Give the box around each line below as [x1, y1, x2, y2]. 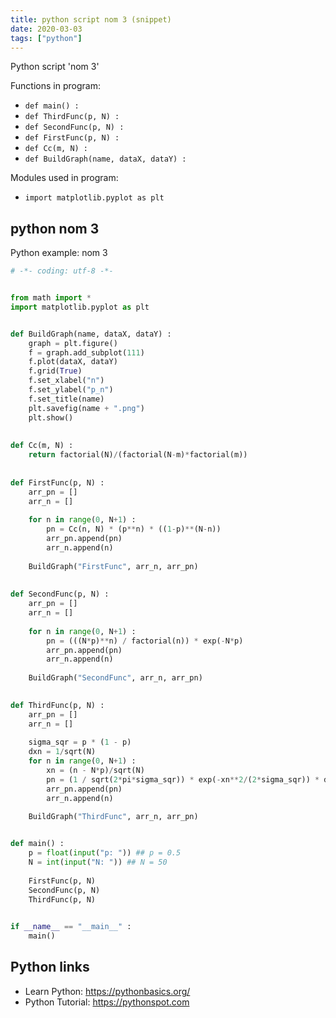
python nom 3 [10, 220, 100, 237]
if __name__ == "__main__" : [10, 922, 132, 932]
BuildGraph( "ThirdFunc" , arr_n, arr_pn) [28, 812, 199, 822]
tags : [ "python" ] [10, 33, 83, 43]
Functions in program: [10, 80, 101, 92]
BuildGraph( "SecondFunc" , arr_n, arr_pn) [28, 673, 203, 683]
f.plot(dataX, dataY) [28, 357, 118, 367]
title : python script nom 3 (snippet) [10, 14, 172, 25]
